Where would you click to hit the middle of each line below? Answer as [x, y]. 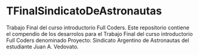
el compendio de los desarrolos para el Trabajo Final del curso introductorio [99, 33]
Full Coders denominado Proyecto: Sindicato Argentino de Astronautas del [98, 40]
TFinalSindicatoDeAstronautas [84, 11]
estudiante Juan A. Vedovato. [42, 47]
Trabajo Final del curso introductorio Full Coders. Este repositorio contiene [98, 27]
